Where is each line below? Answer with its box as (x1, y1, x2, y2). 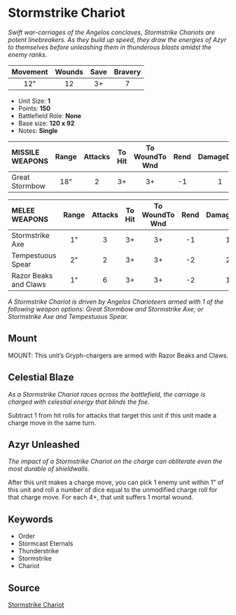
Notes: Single (18, 126, 58, 134)
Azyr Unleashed (8, 439, 80, 451)
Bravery (113, 66, 141, 76)
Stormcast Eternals (18, 539, 74, 548)
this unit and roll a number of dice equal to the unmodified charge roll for (8, 486, 218, 494)
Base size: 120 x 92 (18, 119, 75, 127)
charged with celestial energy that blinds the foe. (8, 397, 150, 406)
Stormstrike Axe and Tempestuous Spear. (8, 312, 128, 320)
